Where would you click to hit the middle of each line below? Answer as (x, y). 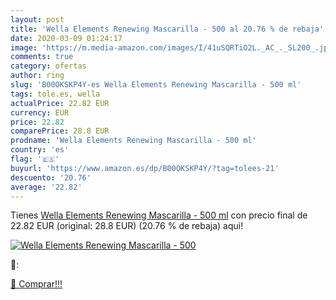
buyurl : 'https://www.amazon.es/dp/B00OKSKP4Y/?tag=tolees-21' (145, 168)
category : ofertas (48, 66)
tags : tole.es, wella (55, 94)
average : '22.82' (46, 187)
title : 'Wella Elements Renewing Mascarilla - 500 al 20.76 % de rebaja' (167, 29)
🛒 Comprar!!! (36, 284)
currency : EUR (40, 112)
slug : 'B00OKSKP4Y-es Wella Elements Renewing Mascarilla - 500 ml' (156, 85)
